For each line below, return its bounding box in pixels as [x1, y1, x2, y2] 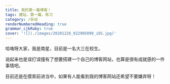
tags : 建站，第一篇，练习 [5, 12, 53, 17]
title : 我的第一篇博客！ [5, 7, 52, 13]
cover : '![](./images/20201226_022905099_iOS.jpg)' [5, 31, 116, 36]
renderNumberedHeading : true [5, 21, 67, 27]
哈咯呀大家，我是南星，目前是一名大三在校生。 [5, 46, 103, 51]
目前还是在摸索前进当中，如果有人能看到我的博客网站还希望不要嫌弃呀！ [5, 73, 156, 79]
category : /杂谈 [5, 17, 38, 22]
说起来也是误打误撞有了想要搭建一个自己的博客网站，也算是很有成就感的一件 [5, 56, 165, 62]
